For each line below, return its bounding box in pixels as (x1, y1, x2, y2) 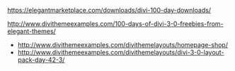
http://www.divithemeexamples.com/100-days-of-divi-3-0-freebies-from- (7, 20, 224, 27)
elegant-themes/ (7, 27, 57, 35)
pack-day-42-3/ (17, 56, 65, 64)
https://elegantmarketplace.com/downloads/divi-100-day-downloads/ (7, 6, 211, 14)
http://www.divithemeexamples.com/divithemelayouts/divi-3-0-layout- (17, 49, 224, 56)
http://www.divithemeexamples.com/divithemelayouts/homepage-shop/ (17, 41, 229, 49)
